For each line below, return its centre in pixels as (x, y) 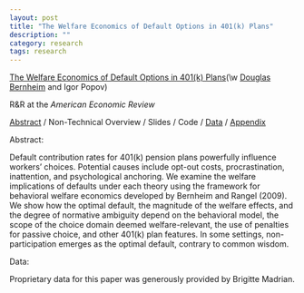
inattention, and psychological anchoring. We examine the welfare (133, 177)
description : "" (40, 34)
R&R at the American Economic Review (83, 104)
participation (33, 244)
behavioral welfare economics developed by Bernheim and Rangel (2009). (148, 196)
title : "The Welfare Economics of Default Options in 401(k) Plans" (142, 26)
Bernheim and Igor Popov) (59, 87)
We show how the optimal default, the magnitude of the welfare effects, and (151, 206)
